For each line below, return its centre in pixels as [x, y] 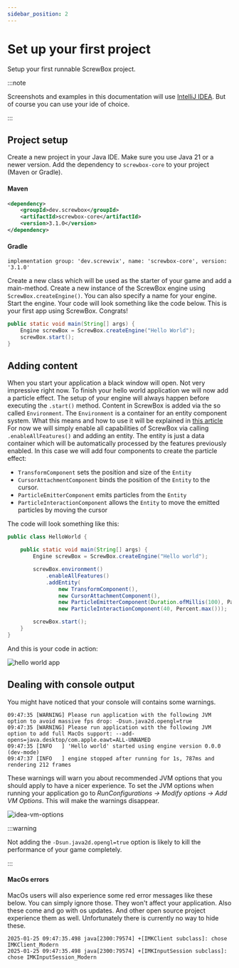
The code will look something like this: [63, 524]
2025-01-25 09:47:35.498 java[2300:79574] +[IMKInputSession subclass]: [117, 951]
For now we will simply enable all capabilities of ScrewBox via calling [108, 428]
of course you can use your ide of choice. [69, 104]
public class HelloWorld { [47, 537]
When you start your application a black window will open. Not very [106, 383]
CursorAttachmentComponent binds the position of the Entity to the [114, 480]
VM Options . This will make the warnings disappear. [84, 800]
